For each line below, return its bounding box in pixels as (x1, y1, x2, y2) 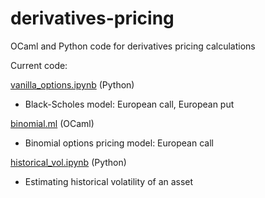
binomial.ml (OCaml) (10, 117, 95, 129)
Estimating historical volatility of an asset (24, 175, 194, 187)
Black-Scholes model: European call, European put (24, 98, 235, 110)
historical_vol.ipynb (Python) (10, 156, 127, 168)
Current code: (10, 59, 68, 71)
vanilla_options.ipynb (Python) (10, 78, 135, 91)
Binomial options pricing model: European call (24, 137, 214, 149)
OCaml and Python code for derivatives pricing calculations (10, 40, 256, 52)
